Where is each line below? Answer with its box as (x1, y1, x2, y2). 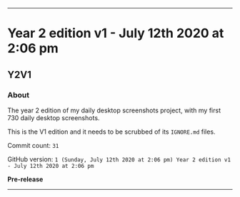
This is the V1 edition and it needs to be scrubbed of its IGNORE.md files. (7, 127, 216, 136)
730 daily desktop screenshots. (7, 113, 100, 122)
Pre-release (7, 175, 44, 183)
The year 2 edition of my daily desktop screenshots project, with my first (7, 106, 221, 115)
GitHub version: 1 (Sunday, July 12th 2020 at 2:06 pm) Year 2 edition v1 (7, 154, 231, 164)
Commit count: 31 (7, 141, 59, 149)
